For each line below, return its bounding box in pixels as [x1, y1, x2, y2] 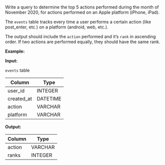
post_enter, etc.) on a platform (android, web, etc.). [5, 24, 108, 30]
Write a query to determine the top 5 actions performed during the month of [5, 4, 159, 10]
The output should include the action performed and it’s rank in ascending [5, 34, 156, 39]
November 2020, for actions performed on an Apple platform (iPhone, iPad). [5, 9, 160, 15]
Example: [5, 49, 25, 54]
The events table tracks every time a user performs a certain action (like [5, 19, 151, 25]
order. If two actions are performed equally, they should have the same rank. [5, 39, 161, 45]
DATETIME [36, 95, 62, 102]
